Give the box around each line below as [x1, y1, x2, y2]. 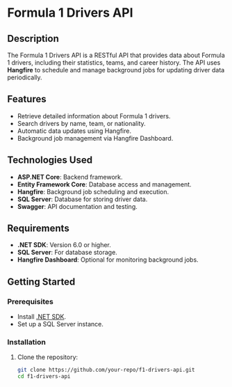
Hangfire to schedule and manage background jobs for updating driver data [7, 66, 225, 74]
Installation [7, 338, 47, 347]
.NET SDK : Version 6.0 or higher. [17, 241, 111, 249]
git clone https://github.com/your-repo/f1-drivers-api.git [17, 367, 195, 374]
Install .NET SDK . [17, 313, 66, 321]
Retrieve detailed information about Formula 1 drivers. [17, 111, 171, 120]
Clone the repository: [17, 353, 78, 361]
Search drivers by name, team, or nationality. [17, 119, 146, 127]
